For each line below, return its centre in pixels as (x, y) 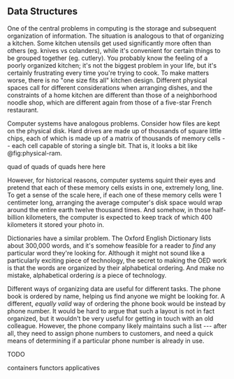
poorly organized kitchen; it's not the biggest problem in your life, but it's (112, 65)
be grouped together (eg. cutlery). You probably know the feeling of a (108, 58)
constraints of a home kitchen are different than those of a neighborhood (112, 95)
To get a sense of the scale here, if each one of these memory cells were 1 (115, 195)
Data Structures (43, 12)
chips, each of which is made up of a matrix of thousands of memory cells (114, 138)
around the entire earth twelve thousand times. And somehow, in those (109, 209)
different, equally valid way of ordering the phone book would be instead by (116, 304)
